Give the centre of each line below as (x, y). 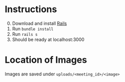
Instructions (31, 9)
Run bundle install (33, 28)
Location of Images (46, 60)
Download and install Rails (39, 23)
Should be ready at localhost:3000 (48, 39)
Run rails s (25, 34)
